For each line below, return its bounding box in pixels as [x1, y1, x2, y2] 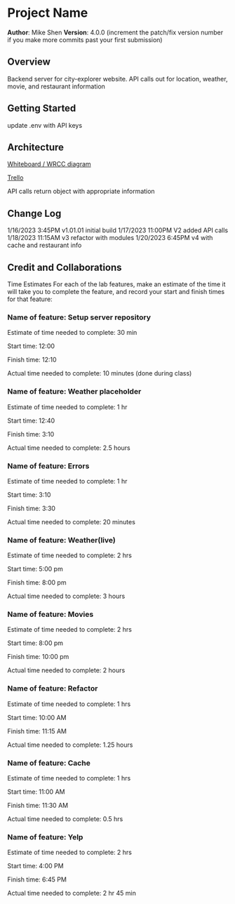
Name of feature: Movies [7, 609, 94, 619]
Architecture [7, 141, 65, 153]
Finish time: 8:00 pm [7, 578, 67, 587]
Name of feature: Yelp [7, 832, 83, 842]
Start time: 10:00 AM [7, 713, 67, 722]
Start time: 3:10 [7, 490, 51, 499]
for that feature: [7, 295, 53, 303]
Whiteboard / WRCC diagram [7, 160, 91, 168]
